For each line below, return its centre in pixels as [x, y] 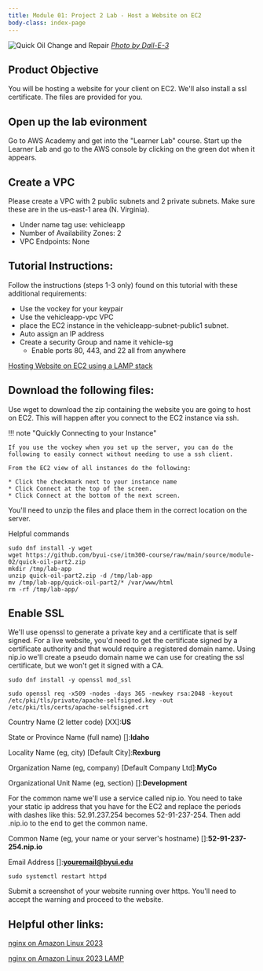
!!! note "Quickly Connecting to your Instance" [82, 432]
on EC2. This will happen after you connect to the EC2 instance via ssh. [124, 417]
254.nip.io [26, 847]
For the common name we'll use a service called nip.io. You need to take [125, 798]
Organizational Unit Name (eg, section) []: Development [98, 783]
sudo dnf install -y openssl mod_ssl [70, 680]
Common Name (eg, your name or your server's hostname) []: [108, 839]
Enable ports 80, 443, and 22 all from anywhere [108, 350]
